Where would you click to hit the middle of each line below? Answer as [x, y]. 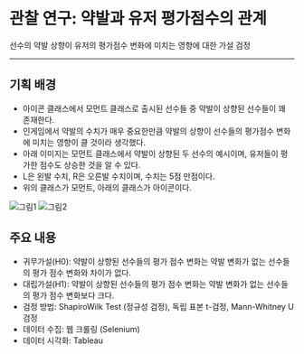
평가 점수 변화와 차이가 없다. [81, 273]
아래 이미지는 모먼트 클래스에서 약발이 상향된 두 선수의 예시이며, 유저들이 [150, 154]
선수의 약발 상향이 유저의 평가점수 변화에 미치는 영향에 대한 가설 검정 [130, 45]
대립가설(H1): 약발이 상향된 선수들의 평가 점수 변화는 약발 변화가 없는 [143, 284]
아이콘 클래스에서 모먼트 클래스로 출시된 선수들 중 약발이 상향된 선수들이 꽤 [154, 108]
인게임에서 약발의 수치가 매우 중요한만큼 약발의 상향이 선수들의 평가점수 [148, 131]
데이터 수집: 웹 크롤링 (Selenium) [81, 329]
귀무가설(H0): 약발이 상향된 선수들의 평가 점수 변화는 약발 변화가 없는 [144, 261]
